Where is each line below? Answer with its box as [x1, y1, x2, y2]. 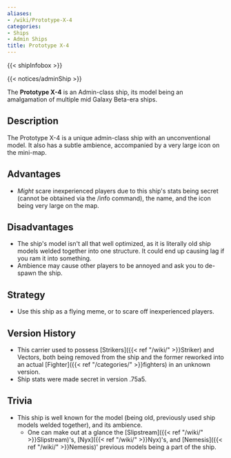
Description [7, 115, 59, 127]
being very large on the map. [17, 201, 100, 209]
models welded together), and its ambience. [17, 421, 143, 429]
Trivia [7, 395, 32, 407]
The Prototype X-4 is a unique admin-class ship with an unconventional [7, 133, 210, 142]
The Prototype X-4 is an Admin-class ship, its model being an [7, 88, 183, 96]
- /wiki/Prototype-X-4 [7, 17, 72, 23]
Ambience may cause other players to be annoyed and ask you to [17, 262, 204, 270]
